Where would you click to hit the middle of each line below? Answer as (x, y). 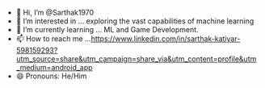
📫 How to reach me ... (53, 39)
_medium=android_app (54, 67)
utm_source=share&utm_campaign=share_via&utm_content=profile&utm (136, 59)
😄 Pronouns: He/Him (51, 76)
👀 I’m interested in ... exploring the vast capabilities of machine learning (135, 21)
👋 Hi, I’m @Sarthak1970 (55, 13)
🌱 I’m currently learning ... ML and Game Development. (107, 29)
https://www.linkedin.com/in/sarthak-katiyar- (166, 39)
